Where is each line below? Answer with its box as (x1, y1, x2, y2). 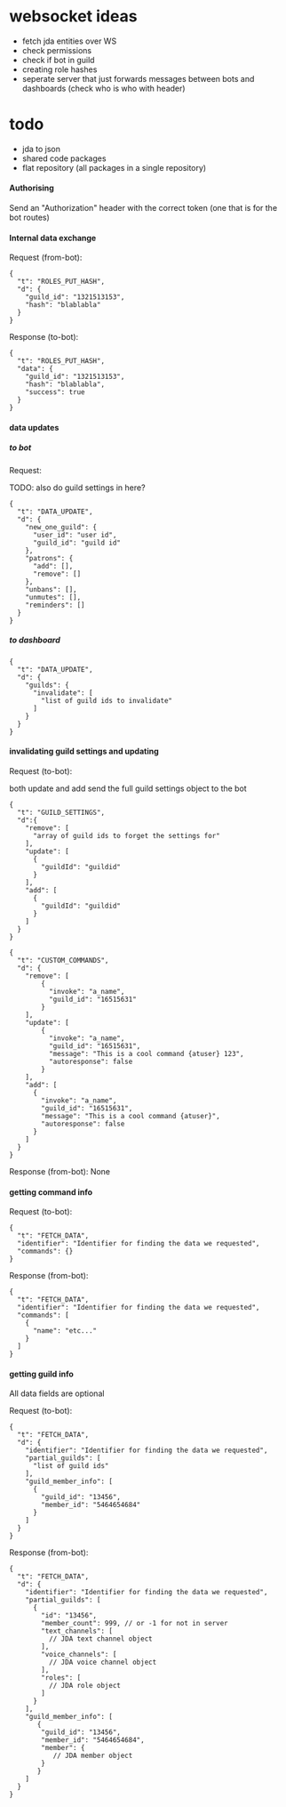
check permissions (21, 44, 91, 55)
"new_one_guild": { (25, 522, 98, 531)
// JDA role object (48, 1682, 122, 1690)
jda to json (21, 143, 60, 154)
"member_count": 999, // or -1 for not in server (41, 1619, 228, 1628)
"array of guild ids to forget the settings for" (32, 832, 220, 841)
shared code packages (21, 153, 107, 164)
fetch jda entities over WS (21, 36, 117, 46)
